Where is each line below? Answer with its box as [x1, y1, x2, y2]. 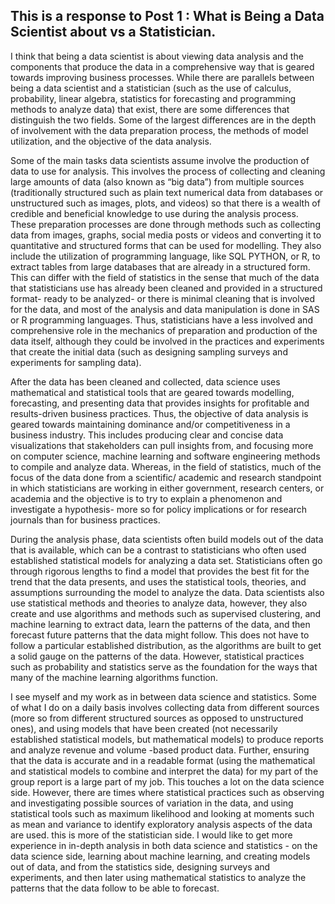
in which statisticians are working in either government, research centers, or [10, 482, 325, 494]
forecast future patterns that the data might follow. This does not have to [10, 629, 310, 641]
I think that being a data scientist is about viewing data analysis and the [10, 50, 304, 62]
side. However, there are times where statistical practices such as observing [10, 786, 325, 798]
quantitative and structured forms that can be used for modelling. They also [10, 239, 322, 251]
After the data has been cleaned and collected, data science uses [10, 375, 281, 388]
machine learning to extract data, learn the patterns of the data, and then [10, 618, 311, 630]
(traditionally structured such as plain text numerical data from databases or [10, 186, 324, 198]
